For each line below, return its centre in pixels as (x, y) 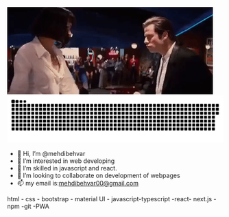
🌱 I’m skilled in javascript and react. (67, 168)
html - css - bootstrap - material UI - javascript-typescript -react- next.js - (112, 199)
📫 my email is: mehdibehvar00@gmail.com (78, 183)
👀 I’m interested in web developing (66, 161)
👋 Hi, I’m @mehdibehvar (51, 153)
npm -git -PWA (28, 206)
